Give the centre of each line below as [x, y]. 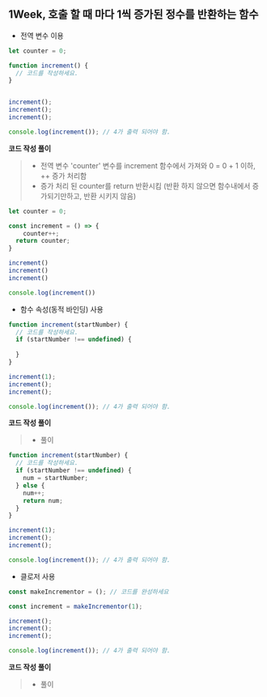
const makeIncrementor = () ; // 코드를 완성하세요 [89, 592]
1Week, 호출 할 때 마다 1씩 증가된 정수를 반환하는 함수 [133, 15]
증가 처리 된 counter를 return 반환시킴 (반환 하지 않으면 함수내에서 [145, 185]
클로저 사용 [38, 576]
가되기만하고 [60, 196]
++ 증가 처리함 [64, 176]
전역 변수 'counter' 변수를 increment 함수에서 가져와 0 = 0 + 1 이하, [148, 165]
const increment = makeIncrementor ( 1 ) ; [76, 606]
